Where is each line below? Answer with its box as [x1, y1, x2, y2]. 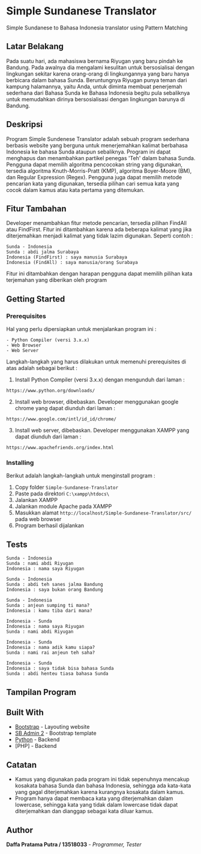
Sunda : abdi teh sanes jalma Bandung [6, 582, 103, 588]
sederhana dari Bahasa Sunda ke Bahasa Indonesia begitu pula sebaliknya [6, 89, 190, 97]
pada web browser [14, 516, 62, 523]
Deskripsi [6, 119, 43, 130]
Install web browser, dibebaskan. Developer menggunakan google [14, 398, 179, 405]
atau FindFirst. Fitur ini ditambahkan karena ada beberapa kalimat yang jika [6, 226, 192, 233]
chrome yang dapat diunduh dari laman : [14, 405, 116, 412]
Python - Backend [14, 736, 60, 743]
